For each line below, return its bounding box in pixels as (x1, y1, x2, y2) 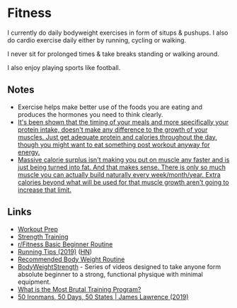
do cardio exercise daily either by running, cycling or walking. (7, 35, 186, 44)
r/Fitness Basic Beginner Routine (17, 239, 113, 249)
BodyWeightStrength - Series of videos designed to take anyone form (17, 262, 221, 270)
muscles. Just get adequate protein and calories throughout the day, (17, 132, 217, 141)
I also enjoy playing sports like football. (7, 63, 121, 72)
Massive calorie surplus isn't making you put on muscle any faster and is (17, 155, 230, 164)
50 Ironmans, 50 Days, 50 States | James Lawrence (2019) (17, 292, 189, 301)
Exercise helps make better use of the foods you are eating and (17, 103, 203, 111)
